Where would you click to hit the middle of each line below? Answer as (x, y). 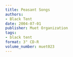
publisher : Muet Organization (37, 28)
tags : (11, 33)
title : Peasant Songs (28, 10)
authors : (14, 14)
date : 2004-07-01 (23, 24)
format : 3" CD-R (22, 42)
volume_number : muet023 (30, 47)
